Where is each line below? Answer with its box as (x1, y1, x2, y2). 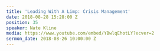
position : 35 (6, 19, 38, 25)
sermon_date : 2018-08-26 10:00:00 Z (6, 36, 96, 42)
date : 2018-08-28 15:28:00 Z (6, 14, 78, 20)
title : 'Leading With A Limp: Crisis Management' (6, 8, 131, 15)
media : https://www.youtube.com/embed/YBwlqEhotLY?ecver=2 (6, 30, 155, 36)
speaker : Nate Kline (6, 25, 57, 31)
